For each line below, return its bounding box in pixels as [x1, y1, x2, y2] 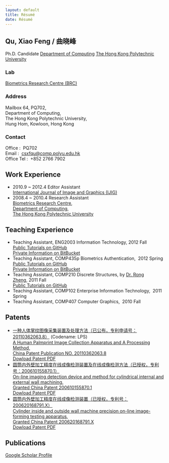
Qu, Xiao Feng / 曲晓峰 [5, 37, 76, 46]
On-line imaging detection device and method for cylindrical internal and [12, 374, 164, 380]
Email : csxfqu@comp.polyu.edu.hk [5, 150, 80, 156]
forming [12, 413, 29, 419]
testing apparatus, [30, 413, 68, 419]
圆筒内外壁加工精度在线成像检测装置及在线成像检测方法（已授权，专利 [12, 361, 159, 368]
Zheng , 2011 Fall [12, 277, 47, 283]
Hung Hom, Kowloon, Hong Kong [5, 120, 74, 127]
